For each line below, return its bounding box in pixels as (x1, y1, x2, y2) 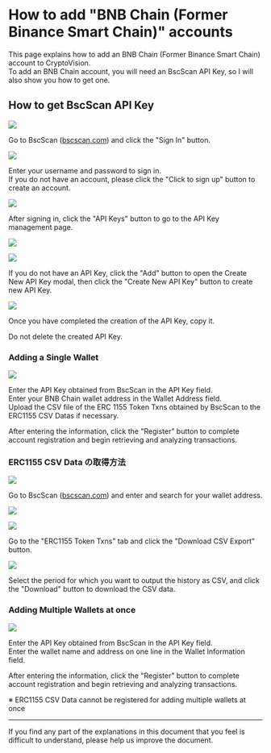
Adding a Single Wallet (8, 352, 99, 363)
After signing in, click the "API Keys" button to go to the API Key (8, 214, 219, 223)
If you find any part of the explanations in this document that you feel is (8, 726, 245, 736)
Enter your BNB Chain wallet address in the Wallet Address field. (8, 393, 222, 404)
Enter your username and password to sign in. (8, 165, 161, 175)
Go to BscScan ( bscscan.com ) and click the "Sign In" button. (8, 135, 211, 144)
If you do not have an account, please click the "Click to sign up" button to (8, 174, 256, 184)
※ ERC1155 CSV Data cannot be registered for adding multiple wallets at (8, 695, 246, 705)
